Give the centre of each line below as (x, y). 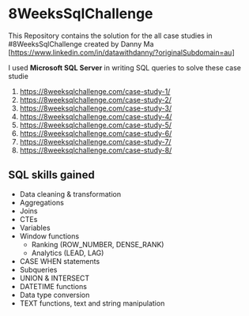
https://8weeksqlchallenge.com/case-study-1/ (95, 91)
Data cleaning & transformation (70, 194)
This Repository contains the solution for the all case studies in (110, 36)
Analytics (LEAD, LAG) (68, 253)
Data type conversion (55, 295)
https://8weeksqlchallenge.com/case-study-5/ (96, 125)
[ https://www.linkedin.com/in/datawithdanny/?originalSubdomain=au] (121, 52)
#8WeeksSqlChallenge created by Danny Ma (81, 43)
